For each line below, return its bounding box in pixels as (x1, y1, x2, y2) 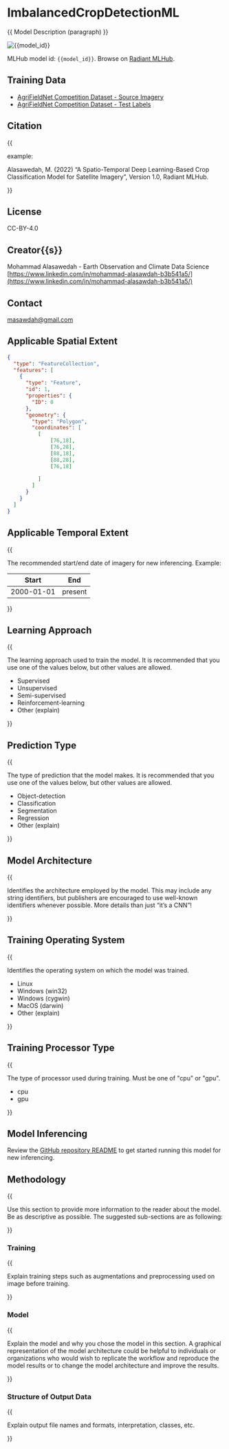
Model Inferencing (7, 1127, 88, 1140)
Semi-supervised (17, 692, 67, 700)
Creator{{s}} (7, 244, 63, 256)
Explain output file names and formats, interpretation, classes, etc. (7, 1421, 195, 1430)
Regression (17, 814, 50, 822)
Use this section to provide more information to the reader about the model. (7, 1205, 221, 1214)
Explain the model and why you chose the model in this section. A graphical (7, 1339, 221, 1348)
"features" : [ (13, 367, 54, 373)
